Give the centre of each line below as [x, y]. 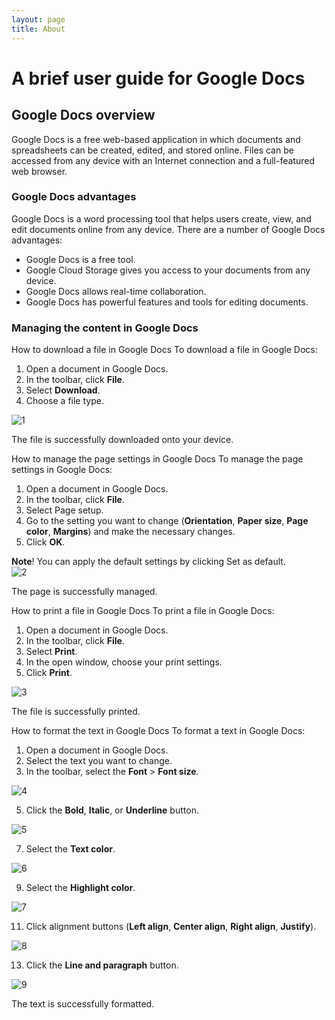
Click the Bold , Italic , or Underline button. [112, 810]
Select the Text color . [70, 849]
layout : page [38, 19]
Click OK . [45, 542]
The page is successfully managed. [84, 592]
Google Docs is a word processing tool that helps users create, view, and [161, 218]
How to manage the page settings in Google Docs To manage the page [157, 459]
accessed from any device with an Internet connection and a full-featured [163, 160]
